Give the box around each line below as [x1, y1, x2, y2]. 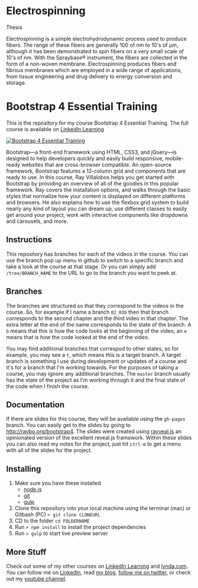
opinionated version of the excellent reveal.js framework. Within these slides [6, 434, 192, 441]
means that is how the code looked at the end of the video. [6, 333, 150, 340]
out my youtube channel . [6, 575, 67, 582]
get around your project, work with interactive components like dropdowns [6, 211, 188, 218]
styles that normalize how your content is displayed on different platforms [6, 192, 186, 199]
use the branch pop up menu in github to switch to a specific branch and [6, 256, 183, 264]
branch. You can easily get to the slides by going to [6, 421, 131, 429]
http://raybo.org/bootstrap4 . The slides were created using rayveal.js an [6, 428, 182, 435]
